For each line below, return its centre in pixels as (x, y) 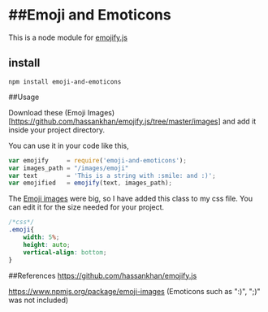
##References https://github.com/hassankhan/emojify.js (103, 275)
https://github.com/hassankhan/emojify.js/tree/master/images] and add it (134, 121)
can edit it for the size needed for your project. (86, 207)
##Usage (24, 97)
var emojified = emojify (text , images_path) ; (91, 183)
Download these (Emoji (47, 112)
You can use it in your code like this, (69, 145)
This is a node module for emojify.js (68, 37)
